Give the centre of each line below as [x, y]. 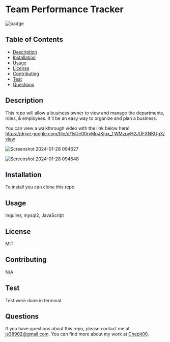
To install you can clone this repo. [40, 187]
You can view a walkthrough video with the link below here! [67, 128]
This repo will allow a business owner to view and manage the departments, [85, 113]
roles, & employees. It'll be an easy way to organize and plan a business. [81, 118]
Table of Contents [34, 40]
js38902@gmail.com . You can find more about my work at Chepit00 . [77, 334]
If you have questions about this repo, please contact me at [67, 329]
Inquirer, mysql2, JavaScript [35, 215]
